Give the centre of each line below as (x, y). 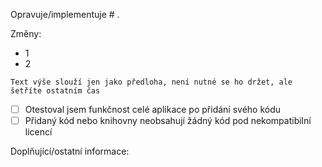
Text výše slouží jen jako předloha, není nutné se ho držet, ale (151, 82)
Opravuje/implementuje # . (65, 14)
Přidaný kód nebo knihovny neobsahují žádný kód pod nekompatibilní (168, 121)
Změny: (26, 33)
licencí (38, 132)
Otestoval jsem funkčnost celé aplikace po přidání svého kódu (153, 109)
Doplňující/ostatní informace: (70, 151)
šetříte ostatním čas (55, 91)
